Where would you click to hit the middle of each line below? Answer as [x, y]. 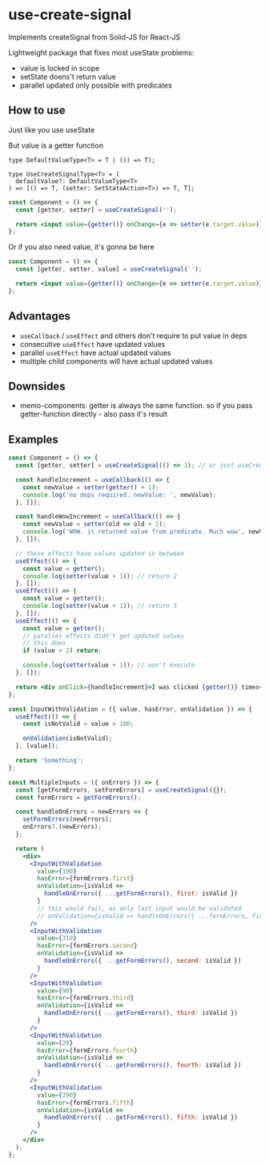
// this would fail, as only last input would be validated [139, 908]
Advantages [39, 316]
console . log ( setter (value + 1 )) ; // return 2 [100, 576]
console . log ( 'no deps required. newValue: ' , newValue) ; [120, 495]
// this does [44, 643]
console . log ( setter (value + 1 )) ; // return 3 [100, 606]
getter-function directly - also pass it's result [94, 414]
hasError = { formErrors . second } [87, 946]
